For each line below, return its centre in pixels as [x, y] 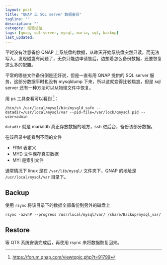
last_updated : [20, 38]
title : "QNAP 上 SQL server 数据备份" [43, 14]
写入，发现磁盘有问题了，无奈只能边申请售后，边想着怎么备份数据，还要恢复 [83, 58]
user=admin [16, 117]
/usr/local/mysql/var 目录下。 [37, 177]
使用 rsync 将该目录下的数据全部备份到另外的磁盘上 [58, 205]
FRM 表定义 [24, 148]
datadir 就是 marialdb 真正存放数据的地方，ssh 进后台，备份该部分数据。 [80, 126]
